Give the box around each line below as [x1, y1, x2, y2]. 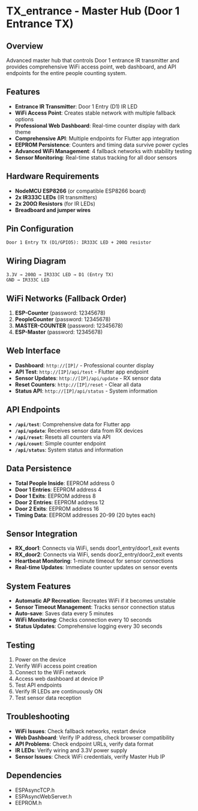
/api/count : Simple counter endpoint [14, 439, 106, 447]
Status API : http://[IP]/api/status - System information [14, 387, 158, 394]
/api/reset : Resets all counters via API [14, 433, 111, 441]
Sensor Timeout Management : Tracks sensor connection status [14, 603, 175, 611]
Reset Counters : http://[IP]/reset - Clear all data [14, 381, 142, 388]
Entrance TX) [6, 17, 74, 31]
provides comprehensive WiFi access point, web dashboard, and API [6, 63, 176, 70]
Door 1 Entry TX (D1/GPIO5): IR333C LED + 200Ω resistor [6, 240, 152, 246]
